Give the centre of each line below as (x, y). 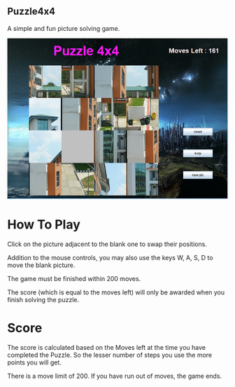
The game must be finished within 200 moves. (74, 278)
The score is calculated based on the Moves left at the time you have (107, 347)
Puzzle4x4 (31, 12)
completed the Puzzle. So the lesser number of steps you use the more (109, 355)
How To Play (44, 225)
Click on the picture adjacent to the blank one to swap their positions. (107, 244)
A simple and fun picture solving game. (64, 28)
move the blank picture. (41, 265)
